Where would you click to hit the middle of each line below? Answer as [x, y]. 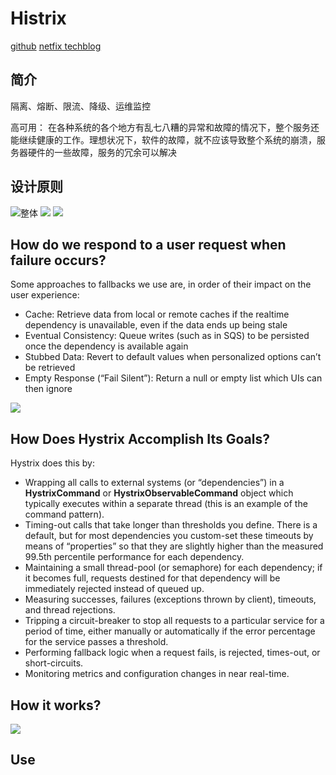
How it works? [56, 705]
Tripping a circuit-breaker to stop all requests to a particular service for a [174, 621]
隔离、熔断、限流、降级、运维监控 [80, 106]
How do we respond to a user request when [148, 244]
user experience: [45, 295]
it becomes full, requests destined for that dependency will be [152, 578]
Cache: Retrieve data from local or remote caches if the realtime [157, 314]
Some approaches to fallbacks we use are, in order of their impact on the [161, 284]
